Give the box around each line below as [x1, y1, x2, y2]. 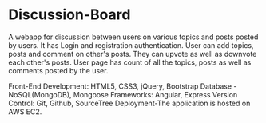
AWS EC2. [8, 106, 42, 117]
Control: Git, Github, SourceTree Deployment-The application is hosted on [8, 98, 251, 108]
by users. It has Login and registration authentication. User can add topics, [8, 40, 254, 50]
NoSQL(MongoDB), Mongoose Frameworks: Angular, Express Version [8, 89, 238, 99]
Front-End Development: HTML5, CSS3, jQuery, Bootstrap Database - [8, 81, 237, 91]
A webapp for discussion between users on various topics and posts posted [8, 32, 259, 42]
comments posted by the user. [8, 65, 109, 75]
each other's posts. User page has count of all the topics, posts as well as [8, 58, 252, 67]
